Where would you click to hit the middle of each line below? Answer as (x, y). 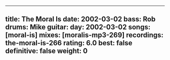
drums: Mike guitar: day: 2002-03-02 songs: (78, 27)
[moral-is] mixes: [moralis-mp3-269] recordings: (84, 35)
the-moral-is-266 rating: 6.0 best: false (69, 43)
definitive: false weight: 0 (46, 51)
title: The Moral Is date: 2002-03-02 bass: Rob (80, 19)
